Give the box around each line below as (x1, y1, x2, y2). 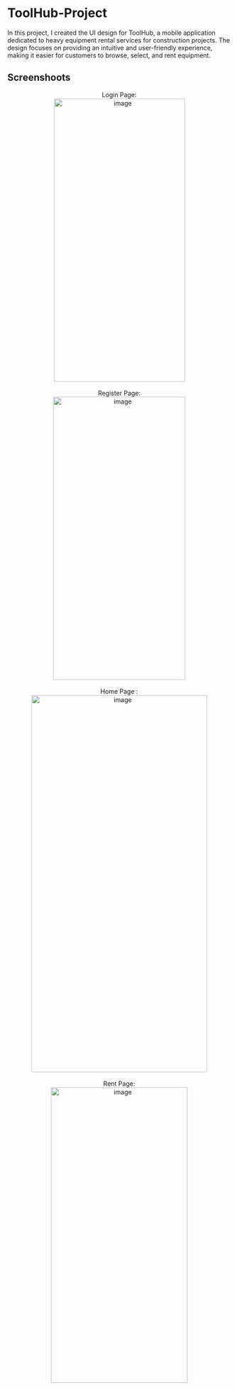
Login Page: (101, 90, 137, 99)
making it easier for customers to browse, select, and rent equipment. (7, 51, 211, 60)
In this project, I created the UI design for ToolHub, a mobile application (7, 28, 216, 37)
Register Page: (98, 389, 140, 397)
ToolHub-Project (7, 5, 108, 21)
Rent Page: (103, 1079, 136, 1088)
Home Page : (100, 686, 138, 696)
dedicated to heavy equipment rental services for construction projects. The (7, 35, 231, 44)
